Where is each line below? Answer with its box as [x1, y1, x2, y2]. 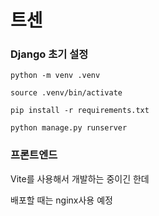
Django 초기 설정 [10, 47, 89, 61]
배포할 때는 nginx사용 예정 [10, 194, 113, 206]
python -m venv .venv [10, 71, 101, 81]
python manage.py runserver [10, 123, 128, 133]
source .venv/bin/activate [10, 88, 123, 98]
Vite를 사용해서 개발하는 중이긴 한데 [10, 172, 150, 185]
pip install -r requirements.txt [10, 106, 150, 116]
